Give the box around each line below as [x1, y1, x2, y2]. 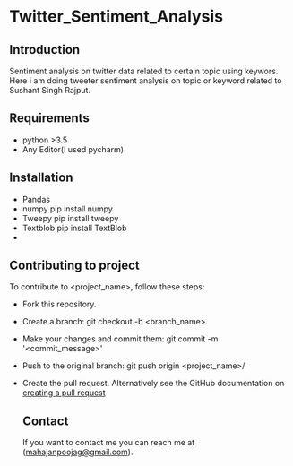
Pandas [22, 194, 51, 204]
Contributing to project [9, 258, 141, 273]
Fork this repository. [22, 298, 97, 310]
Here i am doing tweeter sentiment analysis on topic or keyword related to [9, 75, 282, 86]
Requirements [9, 110, 90, 126]
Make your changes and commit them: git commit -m [22, 333, 219, 344]
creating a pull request [22, 387, 106, 398]
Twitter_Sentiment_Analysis [9, 6, 224, 27]
